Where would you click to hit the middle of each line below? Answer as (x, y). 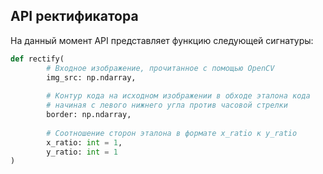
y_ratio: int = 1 (82, 152)
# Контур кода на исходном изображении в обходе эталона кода (178, 96)
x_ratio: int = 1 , (84, 142)
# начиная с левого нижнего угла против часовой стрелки (167, 105)
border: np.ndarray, (89, 115)
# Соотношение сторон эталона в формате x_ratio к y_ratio (172, 133)
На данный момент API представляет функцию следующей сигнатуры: (162, 40)
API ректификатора (74, 16)
